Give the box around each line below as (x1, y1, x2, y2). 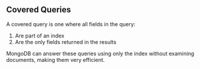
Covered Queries (6, 5, 71, 15)
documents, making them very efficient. (6, 56, 105, 63)
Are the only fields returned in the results (14, 38, 117, 45)
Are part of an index (14, 32, 65, 39)
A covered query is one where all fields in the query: (6, 20, 136, 27)
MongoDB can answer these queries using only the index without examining (6, 50, 195, 57)
